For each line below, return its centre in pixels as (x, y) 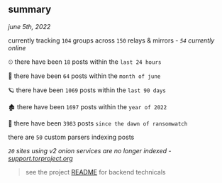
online (17, 48)
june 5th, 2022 (29, 26)
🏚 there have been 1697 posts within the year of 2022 (88, 106)
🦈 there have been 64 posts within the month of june (84, 76)
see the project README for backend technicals (95, 172)
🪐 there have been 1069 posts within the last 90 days (87, 90)
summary (30, 10)
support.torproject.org (40, 158)
